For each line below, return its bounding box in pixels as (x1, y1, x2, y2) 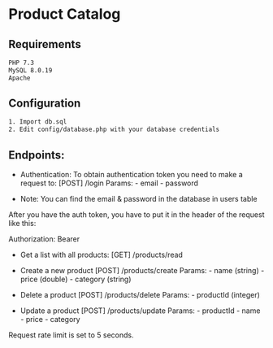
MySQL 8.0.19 (8, 66, 53, 74)
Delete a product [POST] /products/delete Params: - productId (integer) (19, 290, 260, 299)
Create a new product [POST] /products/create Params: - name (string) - (19, 266, 265, 275)
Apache (8, 74, 31, 82)
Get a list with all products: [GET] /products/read (19, 250, 183, 259)
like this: (8, 219, 37, 228)
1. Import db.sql (8, 118, 67, 126)
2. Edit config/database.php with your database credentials (8, 125, 220, 134)
